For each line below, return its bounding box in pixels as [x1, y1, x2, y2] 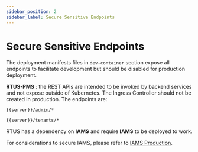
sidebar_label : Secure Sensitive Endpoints [6, 14, 115, 20]
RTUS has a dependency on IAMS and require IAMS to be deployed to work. [6, 128, 193, 135]
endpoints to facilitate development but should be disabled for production [6, 66, 186, 73]
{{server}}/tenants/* [6, 118, 60, 124]
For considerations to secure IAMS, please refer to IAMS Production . [6, 140, 173, 147]
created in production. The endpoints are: [6, 96, 108, 103]
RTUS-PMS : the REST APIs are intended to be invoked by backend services [6, 83, 192, 90]
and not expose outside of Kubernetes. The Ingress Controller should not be [6, 89, 191, 96]
